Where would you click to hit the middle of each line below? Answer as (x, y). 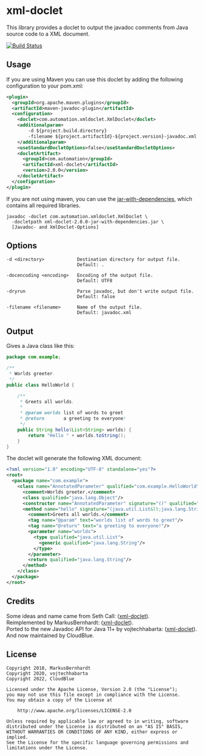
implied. (17, 737)
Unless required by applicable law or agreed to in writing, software (97, 721)
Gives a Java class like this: (40, 346)
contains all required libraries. (43, 205)
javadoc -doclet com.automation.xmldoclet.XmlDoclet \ (77, 216)
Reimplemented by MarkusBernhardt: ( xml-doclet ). (70, 622)
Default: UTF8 (95, 281)
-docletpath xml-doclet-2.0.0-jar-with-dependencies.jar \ (88, 222)
